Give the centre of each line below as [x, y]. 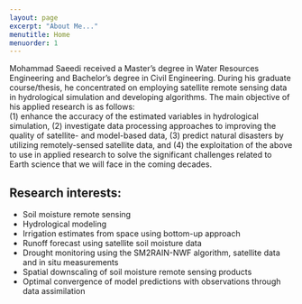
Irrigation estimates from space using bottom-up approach [131, 234]
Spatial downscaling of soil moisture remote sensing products [137, 272]
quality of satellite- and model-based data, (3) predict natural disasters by [146, 135]
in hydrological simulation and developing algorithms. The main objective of [150, 97]
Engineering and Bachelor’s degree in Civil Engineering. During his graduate [150, 78]
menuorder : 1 [34, 43]
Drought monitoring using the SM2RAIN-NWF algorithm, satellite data [151, 253]
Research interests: [65, 193]
